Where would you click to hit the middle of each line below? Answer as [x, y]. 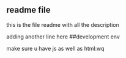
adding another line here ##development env [63, 37]
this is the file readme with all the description [63, 24]
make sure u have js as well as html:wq [55, 48]
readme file [28, 10]
